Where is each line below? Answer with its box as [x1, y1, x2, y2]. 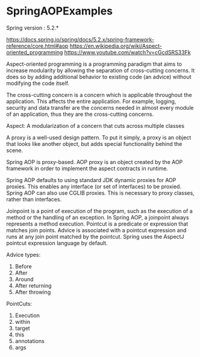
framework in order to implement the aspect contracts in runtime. [6, 165, 169, 172]
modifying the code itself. [6, 80, 70, 87]
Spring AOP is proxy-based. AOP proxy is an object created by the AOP [6, 158, 183, 165]
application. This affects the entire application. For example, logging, [6, 98, 177, 105]
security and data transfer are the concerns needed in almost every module [6, 104, 194, 111]
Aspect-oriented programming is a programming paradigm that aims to [6, 60, 183, 68]
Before [14, 262, 32, 270]
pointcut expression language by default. [6, 239, 108, 247]
